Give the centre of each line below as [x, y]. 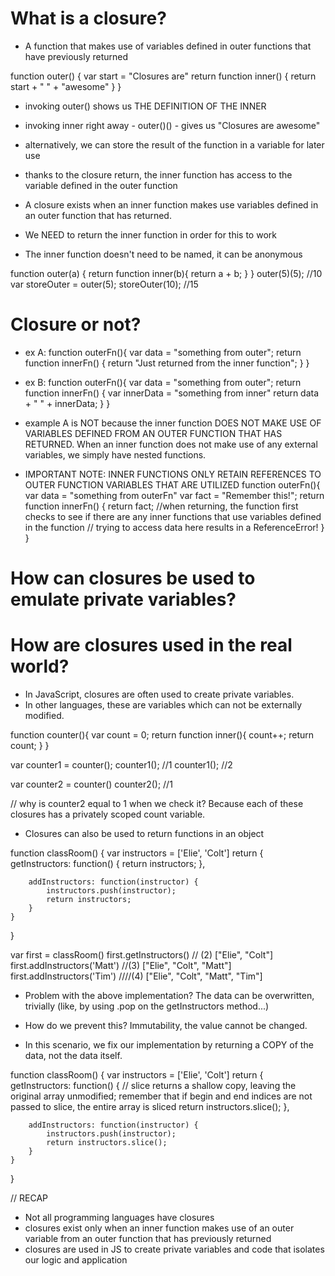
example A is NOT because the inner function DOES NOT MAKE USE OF [173, 423]
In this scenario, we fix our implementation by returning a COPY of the [169, 1045]
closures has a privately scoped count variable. [108, 814]
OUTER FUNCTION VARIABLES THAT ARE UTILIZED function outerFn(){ [172, 484]
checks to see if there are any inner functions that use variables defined [173, 516]
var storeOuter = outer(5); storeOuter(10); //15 [104, 284]
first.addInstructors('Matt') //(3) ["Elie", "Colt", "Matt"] [121, 965]
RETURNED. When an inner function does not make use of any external [171, 444]
